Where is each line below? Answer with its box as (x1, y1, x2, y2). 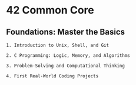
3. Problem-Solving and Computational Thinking (6, 63, 125, 69)
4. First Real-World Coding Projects (6, 73, 99, 79)
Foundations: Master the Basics (6, 27, 125, 37)
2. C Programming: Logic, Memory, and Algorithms (6, 53, 131, 59)
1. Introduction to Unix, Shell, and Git (6, 42, 110, 48)
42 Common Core (6, 4, 94, 17)
